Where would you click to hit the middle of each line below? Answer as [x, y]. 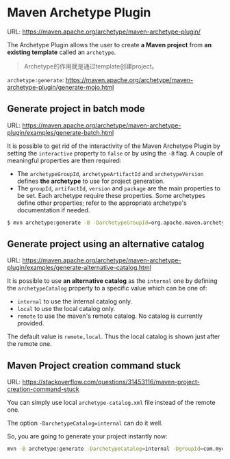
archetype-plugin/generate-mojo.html [61, 87]
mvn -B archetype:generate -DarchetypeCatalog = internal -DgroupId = [105, 449]
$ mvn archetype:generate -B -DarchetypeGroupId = [79, 223]
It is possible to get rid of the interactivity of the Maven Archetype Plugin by [114, 146]
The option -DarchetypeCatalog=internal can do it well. [85, 423]
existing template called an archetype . [62, 52]
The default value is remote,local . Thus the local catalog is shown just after [114, 336]
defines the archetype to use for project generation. [91, 181]
